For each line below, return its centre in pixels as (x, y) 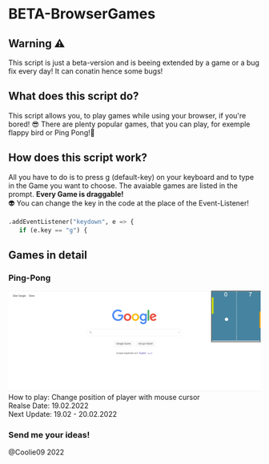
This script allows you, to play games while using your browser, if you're (127, 115)
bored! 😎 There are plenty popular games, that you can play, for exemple (129, 124)
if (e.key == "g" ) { (53, 230)
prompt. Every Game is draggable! (66, 194)
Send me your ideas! (49, 434)
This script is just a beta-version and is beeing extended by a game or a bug (134, 62)
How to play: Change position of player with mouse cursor (104, 397)
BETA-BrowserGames (82, 14)
